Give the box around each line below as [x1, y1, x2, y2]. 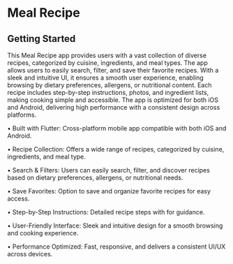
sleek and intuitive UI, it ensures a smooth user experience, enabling [7, 73, 204, 82]
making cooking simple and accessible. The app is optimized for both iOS [7, 96, 218, 104]
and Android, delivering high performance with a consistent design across [7, 103, 220, 111]
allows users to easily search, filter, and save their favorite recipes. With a [7, 66, 219, 74]
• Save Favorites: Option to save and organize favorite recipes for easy [7, 187, 211, 195]
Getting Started [7, 33, 76, 45]
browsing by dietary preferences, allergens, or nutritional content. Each [7, 81, 212, 89]
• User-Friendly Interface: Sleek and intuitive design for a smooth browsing [7, 221, 223, 230]
